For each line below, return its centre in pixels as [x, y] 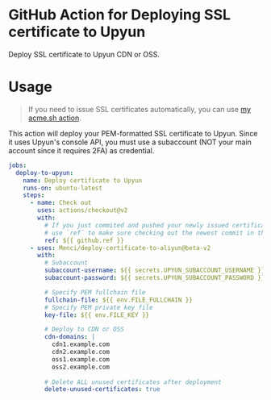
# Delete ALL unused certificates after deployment [133, 382]
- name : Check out [60, 203]
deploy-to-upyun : [45, 173]
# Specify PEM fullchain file [95, 292]
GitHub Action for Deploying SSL [120, 15]
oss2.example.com [81, 367]
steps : [34, 195]
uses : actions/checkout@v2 [83, 210]
